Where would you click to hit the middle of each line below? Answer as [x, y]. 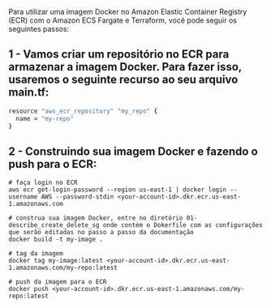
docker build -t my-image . [56, 240]
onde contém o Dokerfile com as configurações [183, 225]
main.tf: [29, 92]
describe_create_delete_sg [54, 225]
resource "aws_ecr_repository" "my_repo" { [83, 111]
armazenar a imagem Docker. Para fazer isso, [125, 67]
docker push [28, 289]
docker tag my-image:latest [56, 261]
